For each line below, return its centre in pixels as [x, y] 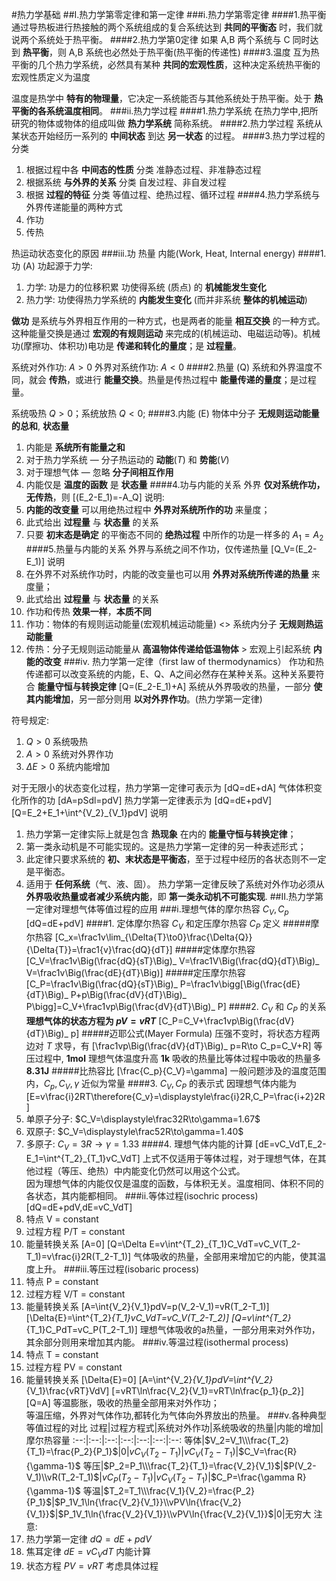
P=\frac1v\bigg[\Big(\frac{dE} [240, 984]
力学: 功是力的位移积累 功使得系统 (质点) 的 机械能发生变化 [146, 287]
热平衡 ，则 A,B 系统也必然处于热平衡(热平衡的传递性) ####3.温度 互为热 [171, 52]
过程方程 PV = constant [74, 1367]
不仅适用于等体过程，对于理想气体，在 [238, 1158]
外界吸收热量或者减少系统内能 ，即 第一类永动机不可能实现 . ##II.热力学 [170, 896]
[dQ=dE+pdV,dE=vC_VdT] [79, 1207]
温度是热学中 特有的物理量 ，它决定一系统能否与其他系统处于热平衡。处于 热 [167, 98]
